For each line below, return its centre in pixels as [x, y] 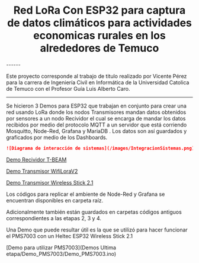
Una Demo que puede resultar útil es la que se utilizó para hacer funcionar [97, 230]
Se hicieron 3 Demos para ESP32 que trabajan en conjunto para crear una [96, 106]
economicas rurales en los [99, 36]
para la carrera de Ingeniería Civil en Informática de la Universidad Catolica [98, 82]
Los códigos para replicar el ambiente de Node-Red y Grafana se [86, 194]
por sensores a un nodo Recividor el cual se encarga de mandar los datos [96, 118]
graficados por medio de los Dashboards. [57, 137]
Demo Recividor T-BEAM [36, 159]
